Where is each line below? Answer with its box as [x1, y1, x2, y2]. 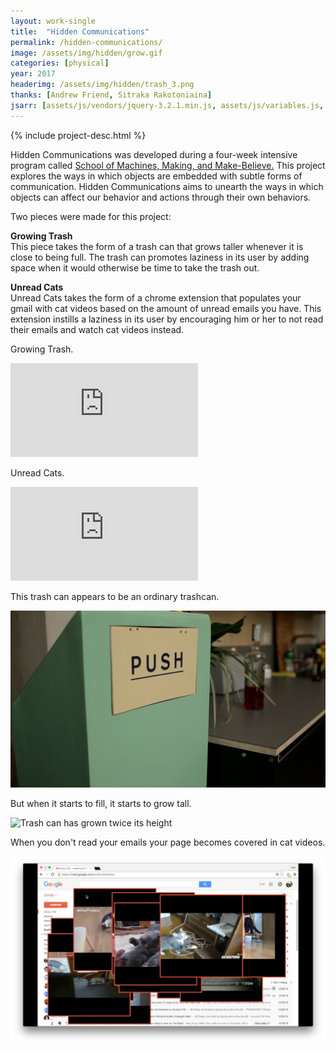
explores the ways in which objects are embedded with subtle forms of [10, 170, 303, 182]
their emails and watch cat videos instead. [10, 323, 185, 335]
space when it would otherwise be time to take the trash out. [10, 261, 260, 274]
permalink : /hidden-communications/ [10, 37, 163, 47]
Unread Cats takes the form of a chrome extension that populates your [10, 291, 302, 304]
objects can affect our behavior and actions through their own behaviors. [10, 191, 312, 203]
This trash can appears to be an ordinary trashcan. [10, 590, 220, 602]
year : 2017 [10, 69, 56, 79]
